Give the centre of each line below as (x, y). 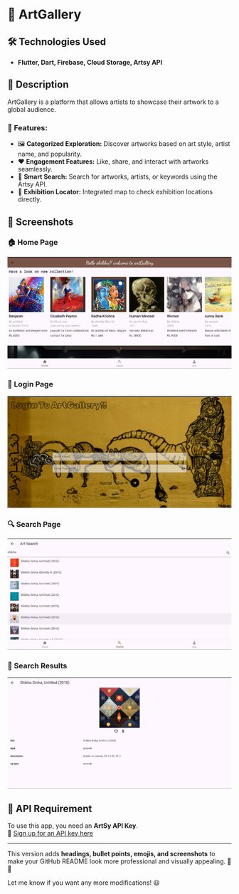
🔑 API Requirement (50, 808)
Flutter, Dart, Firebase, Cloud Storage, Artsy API (90, 62)
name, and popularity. (49, 154)
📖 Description (38, 85)
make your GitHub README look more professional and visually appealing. (117, 861)
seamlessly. (35, 169)
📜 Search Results (37, 666)
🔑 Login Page (30, 384)
